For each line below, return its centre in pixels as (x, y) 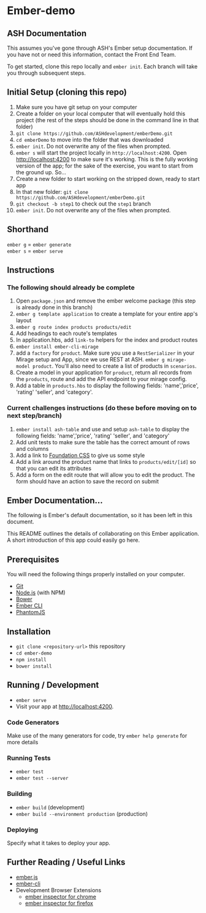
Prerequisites (33, 559)
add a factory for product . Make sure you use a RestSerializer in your (105, 353)
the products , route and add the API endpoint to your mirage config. (101, 379)
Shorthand (28, 230)
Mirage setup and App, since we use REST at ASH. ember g (90, 360)
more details (23, 742)
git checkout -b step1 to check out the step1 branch (83, 204)
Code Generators (33, 722)
